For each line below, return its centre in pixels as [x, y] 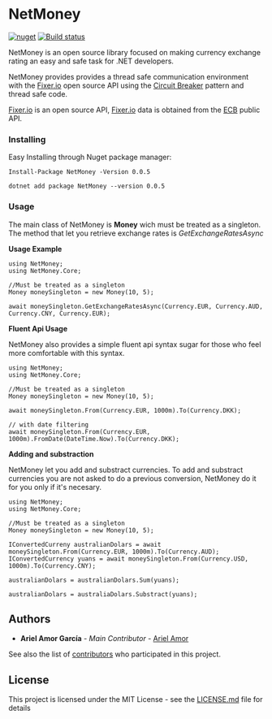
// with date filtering [49, 424]
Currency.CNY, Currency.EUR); [60, 314]
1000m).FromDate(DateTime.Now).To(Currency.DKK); [94, 439]
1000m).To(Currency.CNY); [52, 565]
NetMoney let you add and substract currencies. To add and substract [126, 470]
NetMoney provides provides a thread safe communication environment [129, 76]
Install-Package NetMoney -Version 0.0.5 [80, 172]
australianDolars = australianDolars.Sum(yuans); [94, 580]
